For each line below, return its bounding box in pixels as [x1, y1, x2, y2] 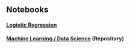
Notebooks [6, 5, 49, 15]
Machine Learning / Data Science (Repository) [6, 35, 125, 42]
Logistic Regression [6, 21, 57, 28]
